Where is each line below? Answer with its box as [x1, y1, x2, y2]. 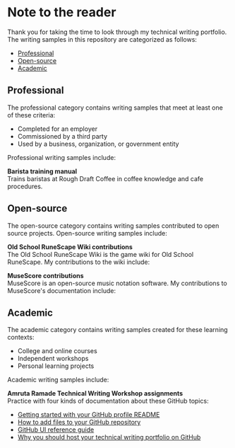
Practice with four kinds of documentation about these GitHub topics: [7, 397, 210, 406]
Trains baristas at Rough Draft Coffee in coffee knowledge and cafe [7, 174, 203, 183]
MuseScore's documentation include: [7, 286, 116, 294]
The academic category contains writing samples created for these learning [7, 326, 228, 334]
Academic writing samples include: [7, 376, 109, 384]
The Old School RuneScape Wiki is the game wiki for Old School [7, 250, 194, 258]
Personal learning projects [17, 362, 95, 370]
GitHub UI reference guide [17, 425, 95, 434]
